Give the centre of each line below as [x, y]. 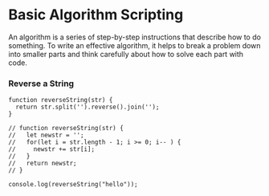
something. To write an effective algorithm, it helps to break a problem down [134, 45]
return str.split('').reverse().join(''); [88, 107]
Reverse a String [41, 84]
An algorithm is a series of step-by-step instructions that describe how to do [134, 37]
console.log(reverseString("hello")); [73, 185]
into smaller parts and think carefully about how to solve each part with [126, 54]
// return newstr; [43, 163]
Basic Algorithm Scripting [96, 15]
